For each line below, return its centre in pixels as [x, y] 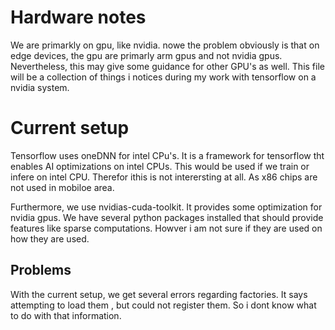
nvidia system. [40, 87]
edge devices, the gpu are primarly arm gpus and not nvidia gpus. [146, 55]
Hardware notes [78, 17]
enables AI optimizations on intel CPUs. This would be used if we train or [160, 166]
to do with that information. [66, 315]
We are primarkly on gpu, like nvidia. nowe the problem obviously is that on [165, 45]
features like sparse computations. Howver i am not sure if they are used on [166, 228]
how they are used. [50, 238]
